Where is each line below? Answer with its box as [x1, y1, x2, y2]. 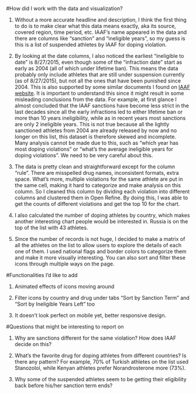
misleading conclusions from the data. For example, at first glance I [14, 96, 177, 103]
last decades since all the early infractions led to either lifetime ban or [14, 108, 183, 115]
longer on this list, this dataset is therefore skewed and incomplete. [14, 133, 177, 140]
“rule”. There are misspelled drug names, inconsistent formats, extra [14, 170, 180, 176]
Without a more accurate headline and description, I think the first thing [14, 16, 187, 23]
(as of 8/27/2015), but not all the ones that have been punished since [14, 77, 181, 84]
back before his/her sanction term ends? [14, 382, 113, 389]
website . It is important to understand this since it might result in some [14, 90, 184, 96]
